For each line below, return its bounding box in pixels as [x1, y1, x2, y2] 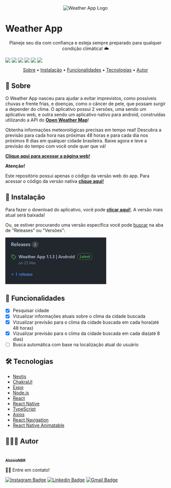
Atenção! [5, 163, 25, 169]
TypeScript [12, 406, 36, 412]
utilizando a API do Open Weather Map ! [5, 117, 89, 123]
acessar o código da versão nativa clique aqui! [5, 178, 104, 184]
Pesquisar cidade [12, 307, 49, 313]
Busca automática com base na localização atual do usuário [12, 341, 139, 348]
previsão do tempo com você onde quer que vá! [5, 143, 106, 149]
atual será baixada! [5, 212, 45, 218]
